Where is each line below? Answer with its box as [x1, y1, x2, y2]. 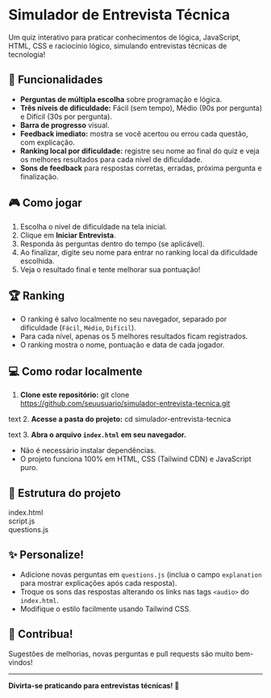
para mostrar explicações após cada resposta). [19, 578, 177, 587]
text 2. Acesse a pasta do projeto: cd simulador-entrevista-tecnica [8, 414, 231, 424]
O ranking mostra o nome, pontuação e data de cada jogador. [19, 340, 225, 350]
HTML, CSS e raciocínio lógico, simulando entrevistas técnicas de [8, 40, 227, 50]
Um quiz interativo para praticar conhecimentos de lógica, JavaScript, [8, 32, 241, 42]
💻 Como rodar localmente [8, 364, 143, 378]
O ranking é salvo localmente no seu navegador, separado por [19, 314, 227, 324]
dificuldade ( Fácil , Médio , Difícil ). [19, 323, 137, 333]
